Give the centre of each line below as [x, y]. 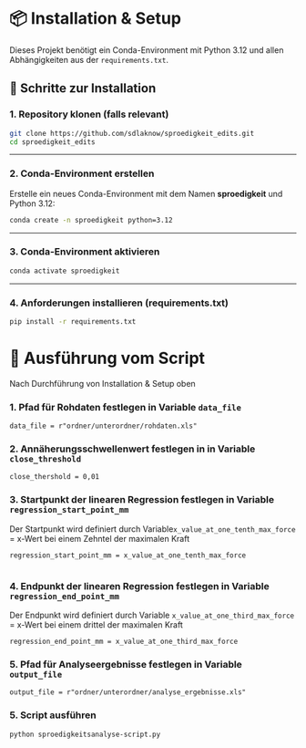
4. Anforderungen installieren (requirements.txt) [119, 303]
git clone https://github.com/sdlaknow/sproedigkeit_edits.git [132, 133]
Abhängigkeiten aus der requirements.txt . [89, 59]
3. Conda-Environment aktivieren [85, 252]
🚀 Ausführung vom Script [107, 358]
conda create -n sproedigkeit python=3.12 [91, 220]
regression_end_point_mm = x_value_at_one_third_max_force [124, 642]
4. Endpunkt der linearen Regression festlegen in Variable [140, 586]
